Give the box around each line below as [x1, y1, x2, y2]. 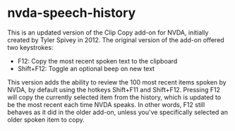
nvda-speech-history [7, 5, 136, 21]
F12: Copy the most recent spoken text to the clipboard [17, 56, 178, 65]
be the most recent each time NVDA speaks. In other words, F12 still [7, 100, 205, 108]
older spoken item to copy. [7, 115, 85, 124]
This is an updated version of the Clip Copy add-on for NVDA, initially [7, 28, 209, 37]
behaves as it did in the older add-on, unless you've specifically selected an [7, 108, 228, 116]
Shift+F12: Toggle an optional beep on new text [17, 64, 155, 73]
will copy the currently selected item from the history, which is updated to [7, 93, 222, 101]
